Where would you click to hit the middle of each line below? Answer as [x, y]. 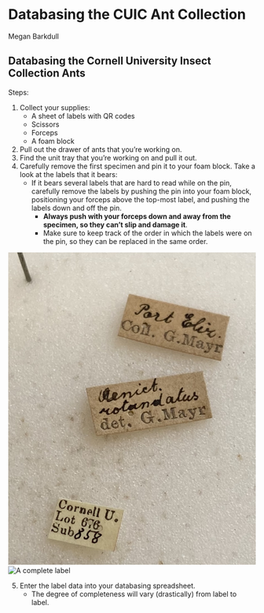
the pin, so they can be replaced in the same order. [125, 241]
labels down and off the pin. [76, 208]
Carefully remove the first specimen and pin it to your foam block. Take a [137, 166]
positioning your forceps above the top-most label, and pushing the [140, 199]
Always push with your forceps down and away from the [137, 216]
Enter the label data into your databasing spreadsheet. [107, 585]
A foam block [53, 141]
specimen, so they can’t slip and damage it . [115, 224]
